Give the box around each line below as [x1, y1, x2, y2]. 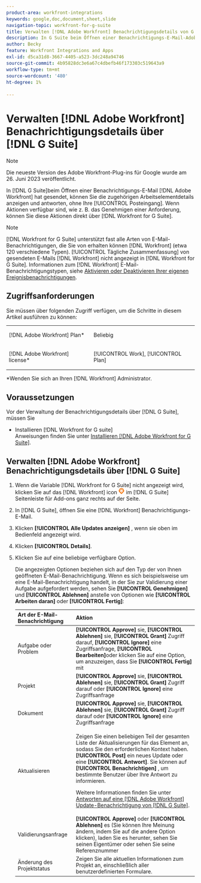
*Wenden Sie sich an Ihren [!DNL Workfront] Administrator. [6, 375, 153, 382]
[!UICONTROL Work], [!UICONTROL [93, 350, 182, 357]
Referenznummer [75, 846, 118, 854]
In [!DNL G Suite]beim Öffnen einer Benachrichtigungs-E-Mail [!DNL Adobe [6, 187, 191, 194]
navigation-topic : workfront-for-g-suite [6, 22, 111, 28]
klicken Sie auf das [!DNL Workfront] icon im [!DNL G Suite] [14, 489, 169, 495]
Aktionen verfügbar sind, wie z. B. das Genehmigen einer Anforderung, [6, 206, 181, 213]
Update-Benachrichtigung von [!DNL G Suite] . [75, 802, 190, 809]
